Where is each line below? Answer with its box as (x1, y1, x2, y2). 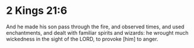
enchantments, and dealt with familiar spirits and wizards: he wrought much (6, 29, 189, 36)
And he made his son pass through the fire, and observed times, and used (6, 23, 185, 30)
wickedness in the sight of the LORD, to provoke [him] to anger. (6, 35, 159, 42)
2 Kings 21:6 (6, 4, 67, 17)
